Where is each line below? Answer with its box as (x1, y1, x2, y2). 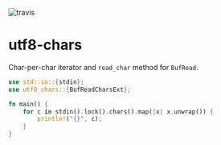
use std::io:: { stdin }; (8, 77, 84, 86)
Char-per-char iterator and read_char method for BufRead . (8, 62, 198, 72)
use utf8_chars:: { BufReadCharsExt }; (8, 85, 131, 93)
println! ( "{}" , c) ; (37, 115, 103, 123)
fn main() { (8, 100, 48, 108)
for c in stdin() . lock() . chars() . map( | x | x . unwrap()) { (23, 107, 215, 116)
